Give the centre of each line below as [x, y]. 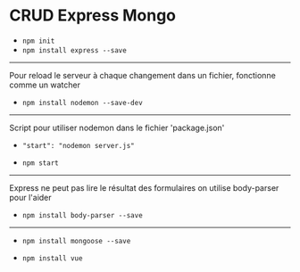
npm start [41, 163]
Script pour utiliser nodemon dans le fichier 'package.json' [117, 128]
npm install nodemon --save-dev [82, 103]
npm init [38, 41]
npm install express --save [74, 50]
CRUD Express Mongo [93, 16]
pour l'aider [30, 197]
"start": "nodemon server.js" [79, 145]
